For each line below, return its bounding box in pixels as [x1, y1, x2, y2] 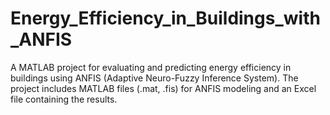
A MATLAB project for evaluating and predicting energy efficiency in [10, 61, 292, 73]
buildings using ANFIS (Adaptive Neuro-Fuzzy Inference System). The [10, 72, 299, 84]
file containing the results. [10, 93, 118, 105]
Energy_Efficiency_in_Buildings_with [10, 7, 321, 30]
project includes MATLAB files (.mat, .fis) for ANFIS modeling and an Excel [10, 82, 317, 94]
